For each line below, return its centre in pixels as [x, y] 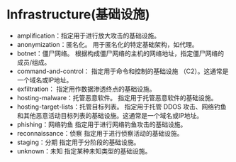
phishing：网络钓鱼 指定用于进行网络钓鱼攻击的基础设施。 [102, 124]
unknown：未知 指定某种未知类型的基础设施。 [84, 151]
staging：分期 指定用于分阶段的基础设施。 [78, 142]
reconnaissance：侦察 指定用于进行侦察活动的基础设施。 [100, 133]
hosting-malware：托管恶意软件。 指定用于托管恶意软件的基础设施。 [117, 97]
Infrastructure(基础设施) [78, 15]
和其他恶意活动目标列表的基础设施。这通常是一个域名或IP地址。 [110, 115]
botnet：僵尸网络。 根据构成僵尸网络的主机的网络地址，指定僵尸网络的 [120, 53]
